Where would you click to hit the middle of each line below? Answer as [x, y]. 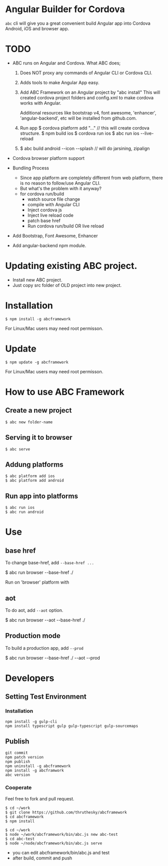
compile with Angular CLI [54, 204]
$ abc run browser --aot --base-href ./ [45, 620]
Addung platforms [34, 464]
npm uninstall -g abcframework [38, 766]
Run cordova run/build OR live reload [66, 226]
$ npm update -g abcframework [37, 362]
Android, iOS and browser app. [37, 28]
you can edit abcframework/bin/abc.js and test [61, 852]
